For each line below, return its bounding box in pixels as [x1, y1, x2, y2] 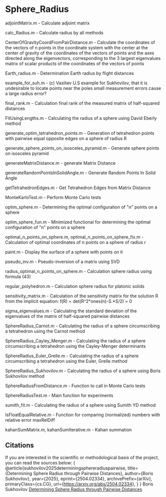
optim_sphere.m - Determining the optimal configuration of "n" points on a [5, 204, 158, 210]
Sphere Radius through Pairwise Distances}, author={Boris [33, 470, 154, 476]
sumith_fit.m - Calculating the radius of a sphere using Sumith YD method [5, 402, 156, 408]
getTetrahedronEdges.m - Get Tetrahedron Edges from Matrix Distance [5, 185, 151, 191]
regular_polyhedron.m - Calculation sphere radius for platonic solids [5, 283, 145, 289]
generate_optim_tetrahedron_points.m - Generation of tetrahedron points [5, 130, 155, 136]
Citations [5, 441, 34, 450]
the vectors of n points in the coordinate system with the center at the [5, 44, 148, 50]
